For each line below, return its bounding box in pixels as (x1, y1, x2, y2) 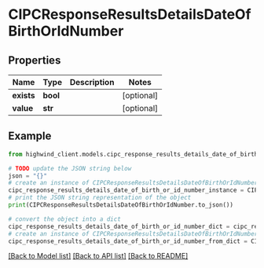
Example (8, 130, 52, 143)
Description (69, 77, 115, 87)
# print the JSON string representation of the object (8, 194, 192, 202)
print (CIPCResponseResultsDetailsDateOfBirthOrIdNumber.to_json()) (8, 201, 234, 209)
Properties (8, 53, 61, 67)
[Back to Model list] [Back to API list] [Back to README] (8, 251, 189, 261)
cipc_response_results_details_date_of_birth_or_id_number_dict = (8, 222, 230, 230)
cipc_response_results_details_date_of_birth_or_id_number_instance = (8, 186, 244, 194)
